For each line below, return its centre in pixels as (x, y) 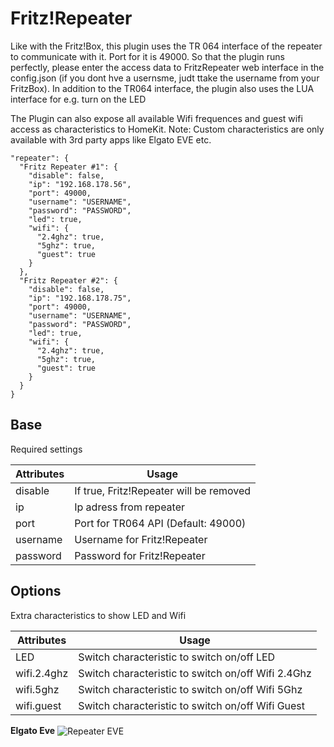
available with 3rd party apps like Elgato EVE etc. (111, 139)
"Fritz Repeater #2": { (68, 280)
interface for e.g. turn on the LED (78, 99)
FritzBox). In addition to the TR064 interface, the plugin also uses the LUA (162, 88)
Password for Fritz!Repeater (140, 555)
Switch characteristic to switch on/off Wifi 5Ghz (190, 689)
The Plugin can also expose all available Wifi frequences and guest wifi (156, 118)
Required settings (46, 449)
